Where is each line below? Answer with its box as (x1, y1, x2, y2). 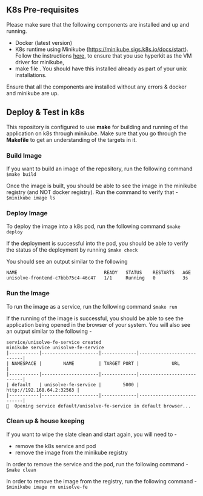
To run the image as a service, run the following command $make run (6, 303, 178, 310)
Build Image (6, 151, 42, 159)
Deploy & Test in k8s (6, 107, 85, 118)
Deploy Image (6, 209, 48, 217)
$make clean (6, 467, 36, 473)
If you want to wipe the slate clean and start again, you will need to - (6, 431, 177, 438)
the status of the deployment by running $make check (6, 246, 138, 253)
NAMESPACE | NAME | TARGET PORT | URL (12, 360, 181, 366)
